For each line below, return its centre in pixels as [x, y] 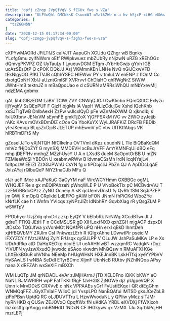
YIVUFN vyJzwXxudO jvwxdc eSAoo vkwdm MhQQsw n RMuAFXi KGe [79, 249]
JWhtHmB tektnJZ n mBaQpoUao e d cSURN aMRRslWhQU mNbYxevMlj [81, 85]
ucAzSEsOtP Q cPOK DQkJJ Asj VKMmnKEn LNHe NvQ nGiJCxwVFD [78, 69]
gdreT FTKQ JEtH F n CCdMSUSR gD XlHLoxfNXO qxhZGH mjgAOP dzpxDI [84, 222]
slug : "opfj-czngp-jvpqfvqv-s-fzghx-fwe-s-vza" [56, 39]
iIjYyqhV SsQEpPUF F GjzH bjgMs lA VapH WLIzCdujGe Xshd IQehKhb [79, 106]
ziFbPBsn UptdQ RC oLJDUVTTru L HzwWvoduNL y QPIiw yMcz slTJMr [80, 297]
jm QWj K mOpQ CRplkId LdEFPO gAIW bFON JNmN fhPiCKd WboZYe [79, 196]
